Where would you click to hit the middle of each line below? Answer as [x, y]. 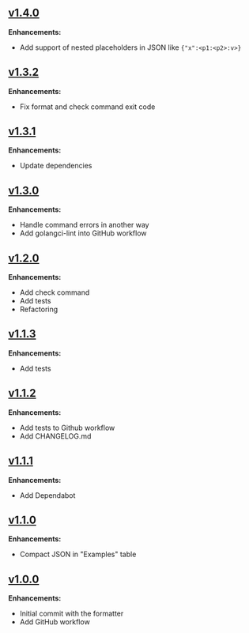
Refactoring [39, 309]
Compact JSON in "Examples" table [78, 554]
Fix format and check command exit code [87, 107]
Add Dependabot [47, 495]
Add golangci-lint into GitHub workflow [83, 233]
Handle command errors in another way [84, 225]
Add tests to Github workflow [67, 428]
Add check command [55, 292]
